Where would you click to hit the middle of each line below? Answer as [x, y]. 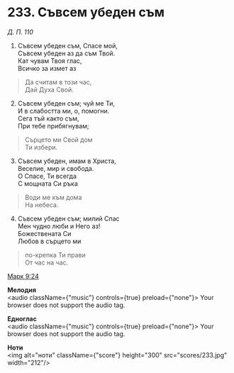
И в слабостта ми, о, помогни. [63, 111]
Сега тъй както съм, [48, 118]
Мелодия [22, 290]
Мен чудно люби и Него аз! [59, 226]
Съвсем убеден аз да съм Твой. [66, 53]
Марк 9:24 [23, 276]
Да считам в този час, [58, 82]
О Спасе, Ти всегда [47, 176]
